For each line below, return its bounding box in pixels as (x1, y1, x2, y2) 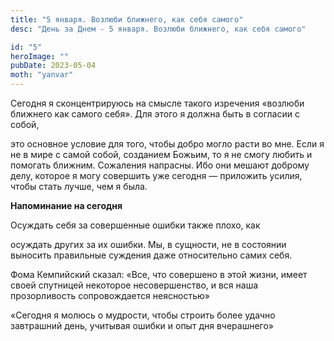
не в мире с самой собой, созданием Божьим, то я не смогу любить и (10, 149, 313, 160)
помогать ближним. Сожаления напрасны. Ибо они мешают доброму (10, 159, 310, 171)
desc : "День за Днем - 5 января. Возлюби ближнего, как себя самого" (10, 24, 307, 34)
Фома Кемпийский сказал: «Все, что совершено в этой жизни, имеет (10, 269, 308, 280)
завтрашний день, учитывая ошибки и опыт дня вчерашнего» (10, 320, 274, 331)
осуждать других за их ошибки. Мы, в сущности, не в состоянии (10, 239, 287, 250)
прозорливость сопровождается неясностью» (10, 290, 211, 301)
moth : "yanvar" (10, 70, 74, 80)
